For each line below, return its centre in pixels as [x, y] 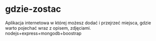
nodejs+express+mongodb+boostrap [43, 33]
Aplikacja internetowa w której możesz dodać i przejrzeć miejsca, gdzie [78, 23]
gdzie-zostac [33, 9]
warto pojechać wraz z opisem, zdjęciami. [48, 28]
